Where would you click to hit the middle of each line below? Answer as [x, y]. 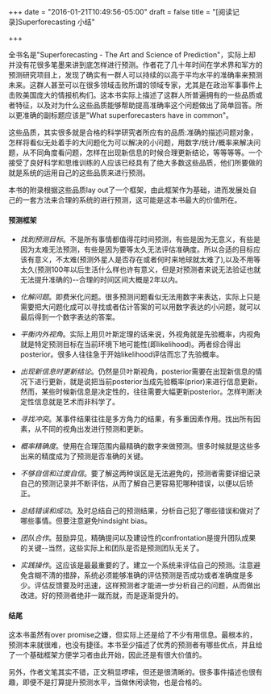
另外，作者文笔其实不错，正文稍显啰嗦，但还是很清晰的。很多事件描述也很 [132, 672]
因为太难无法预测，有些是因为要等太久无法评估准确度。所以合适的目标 [137, 249]
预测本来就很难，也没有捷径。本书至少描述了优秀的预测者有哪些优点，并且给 [135, 645]
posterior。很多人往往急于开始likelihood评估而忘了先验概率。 [121, 354]
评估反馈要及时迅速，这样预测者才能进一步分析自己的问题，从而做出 [147, 585]
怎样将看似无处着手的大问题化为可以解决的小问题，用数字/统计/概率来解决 [131, 142]
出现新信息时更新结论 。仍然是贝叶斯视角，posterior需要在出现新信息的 [138, 372]
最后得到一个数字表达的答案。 [69, 317]
